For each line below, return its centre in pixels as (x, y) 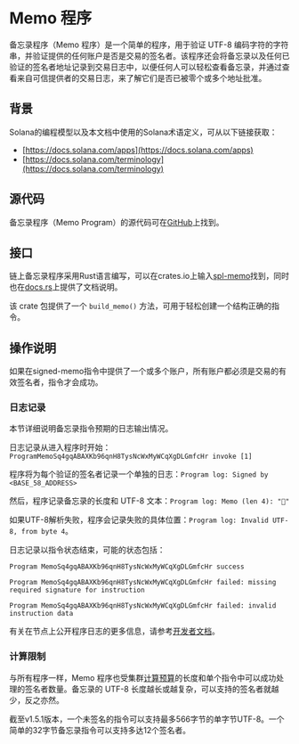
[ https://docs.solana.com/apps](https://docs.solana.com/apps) (137, 150)
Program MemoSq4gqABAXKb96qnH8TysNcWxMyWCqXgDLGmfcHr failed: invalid (143, 606)
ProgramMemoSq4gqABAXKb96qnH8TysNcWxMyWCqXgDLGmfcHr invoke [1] (131, 457)
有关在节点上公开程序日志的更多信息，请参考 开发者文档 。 (114, 631)
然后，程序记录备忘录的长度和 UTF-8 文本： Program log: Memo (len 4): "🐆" (149, 501)
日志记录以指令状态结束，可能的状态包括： (87, 550)
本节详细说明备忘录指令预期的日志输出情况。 (91, 429)
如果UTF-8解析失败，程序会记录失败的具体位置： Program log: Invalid (139, 520)
